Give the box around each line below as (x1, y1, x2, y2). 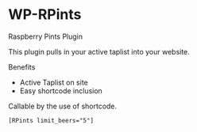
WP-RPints (8, 6, 82, 24)
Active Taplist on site (19, 77, 89, 87)
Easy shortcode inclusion (19, 85, 103, 96)
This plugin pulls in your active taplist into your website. (8, 47, 191, 56)
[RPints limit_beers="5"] (8, 116, 94, 124)
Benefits (8, 62, 36, 72)
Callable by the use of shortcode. (8, 101, 118, 111)
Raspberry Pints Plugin (8, 32, 83, 41)
